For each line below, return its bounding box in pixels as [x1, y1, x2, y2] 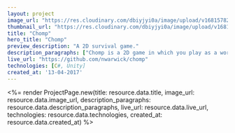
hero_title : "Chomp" [7, 36, 68, 43]
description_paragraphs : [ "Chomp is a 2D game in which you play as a [7, 50, 218, 57]
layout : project [7, 10, 55, 17]
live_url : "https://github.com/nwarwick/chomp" [7, 56, 149, 63]
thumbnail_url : [7, 23, 52, 30]
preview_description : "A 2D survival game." [7, 43, 139, 50]
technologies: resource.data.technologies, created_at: [7, 110, 163, 119]
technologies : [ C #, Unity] [7, 62, 86, 69]
